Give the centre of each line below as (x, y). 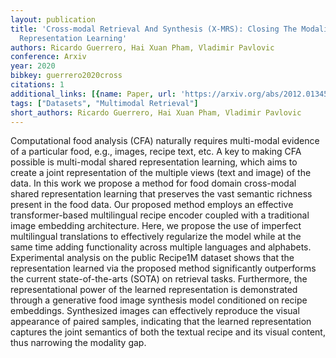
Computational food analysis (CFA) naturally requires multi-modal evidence (165, 141)
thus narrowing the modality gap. (78, 343)
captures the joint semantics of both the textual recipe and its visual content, (168, 332)
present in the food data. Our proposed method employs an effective (152, 205)
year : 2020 (33, 66)
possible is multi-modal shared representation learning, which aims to (154, 162)
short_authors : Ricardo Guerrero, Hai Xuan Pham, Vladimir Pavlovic (156, 112)
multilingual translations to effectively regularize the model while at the (156, 237)
